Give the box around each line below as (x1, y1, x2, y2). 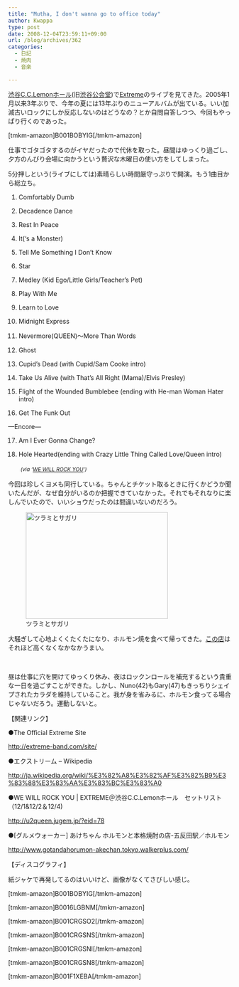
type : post (8, 23, 40, 31)
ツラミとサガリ (26, 619, 70, 628)
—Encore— (8, 422, 42, 431)
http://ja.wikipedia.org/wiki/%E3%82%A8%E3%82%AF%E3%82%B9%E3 (8, 771, 226, 779)
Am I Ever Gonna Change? (18, 436, 96, 445)
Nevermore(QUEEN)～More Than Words (18, 332, 137, 340)
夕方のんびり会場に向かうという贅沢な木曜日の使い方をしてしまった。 (8, 154, 213, 163)
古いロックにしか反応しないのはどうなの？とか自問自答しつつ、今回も (13, 107, 219, 116)
